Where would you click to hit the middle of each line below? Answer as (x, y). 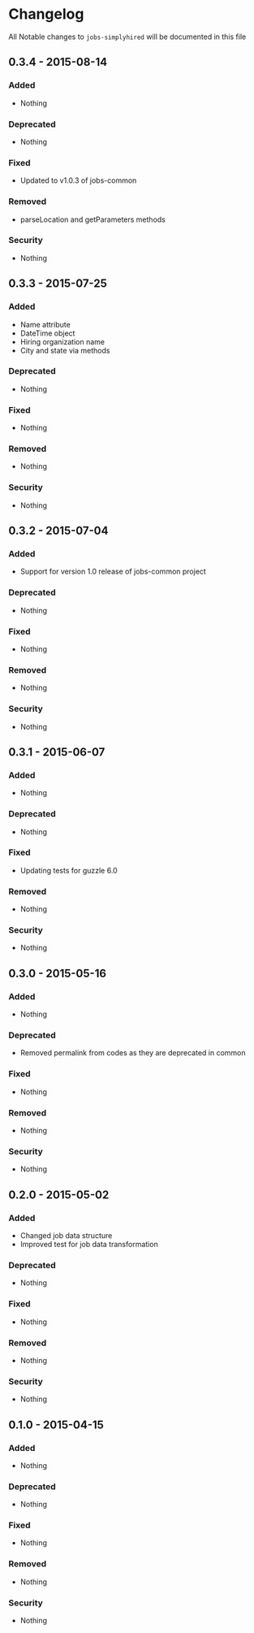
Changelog (46, 14)
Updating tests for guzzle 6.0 (69, 870)
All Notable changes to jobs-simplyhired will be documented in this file (127, 37)
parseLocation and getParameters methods (93, 219)
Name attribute (45, 324)
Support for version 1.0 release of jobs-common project (113, 572)
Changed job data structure (66, 1235)
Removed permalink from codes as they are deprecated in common (133, 1053)
